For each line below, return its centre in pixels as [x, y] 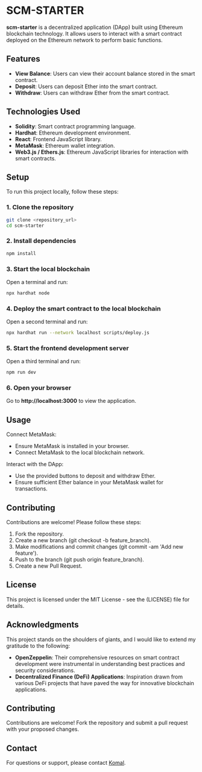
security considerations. [45, 670]
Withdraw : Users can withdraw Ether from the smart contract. [92, 93]
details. [15, 606]
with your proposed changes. [43, 729]
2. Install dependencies [41, 241]
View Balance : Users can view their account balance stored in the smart [105, 74]
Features [23, 59]
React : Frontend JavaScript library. [58, 139]
